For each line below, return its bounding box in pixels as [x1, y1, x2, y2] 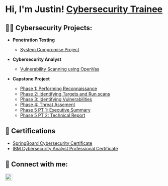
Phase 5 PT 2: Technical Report [20, 112, 86, 118]
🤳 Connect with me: [5, 160, 68, 169]
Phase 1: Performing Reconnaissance [20, 85, 97, 91]
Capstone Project [12, 76, 50, 81]
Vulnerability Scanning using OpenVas [20, 66, 100, 72]
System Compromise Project [20, 47, 79, 52]
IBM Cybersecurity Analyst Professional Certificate [12, 145, 118, 151]
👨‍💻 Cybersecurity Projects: [5, 24, 93, 32]
